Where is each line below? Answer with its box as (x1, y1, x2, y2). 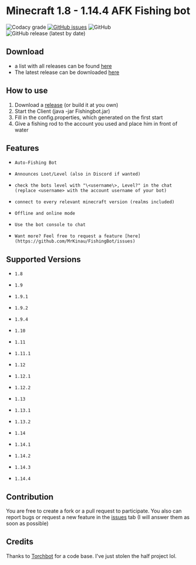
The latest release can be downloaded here (14, 69, 120, 76)
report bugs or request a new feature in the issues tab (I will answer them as (6, 514, 190, 520)
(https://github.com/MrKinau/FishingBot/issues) (14, 238, 136, 244)
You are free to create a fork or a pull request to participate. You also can (6, 507, 182, 514)
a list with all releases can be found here (14, 62, 112, 69)
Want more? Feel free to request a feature (14, 233, 123, 239)
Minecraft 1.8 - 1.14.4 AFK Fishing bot (6, 4, 191, 18)
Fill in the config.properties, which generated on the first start (14, 113, 163, 121)
